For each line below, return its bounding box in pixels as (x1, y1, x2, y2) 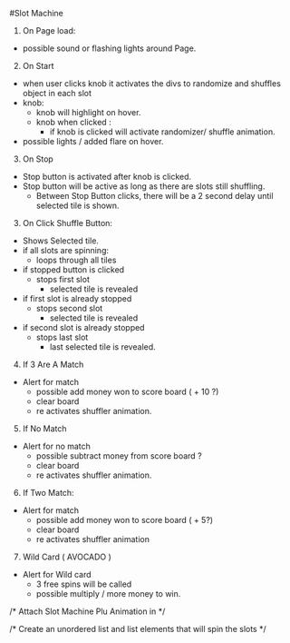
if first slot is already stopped (22, 293, 132, 303)
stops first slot (35, 274, 91, 284)
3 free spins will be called (35, 579, 132, 589)
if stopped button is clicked (22, 264, 125, 275)
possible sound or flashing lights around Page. (22, 43, 197, 54)
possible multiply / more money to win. (35, 589, 181, 598)
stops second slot (35, 303, 103, 313)
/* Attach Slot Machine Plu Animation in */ (9, 606, 166, 617)
